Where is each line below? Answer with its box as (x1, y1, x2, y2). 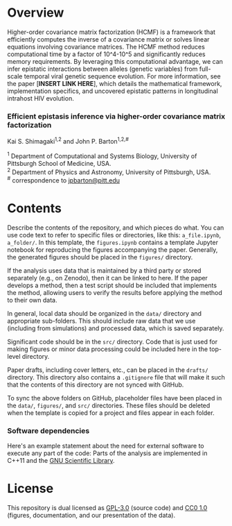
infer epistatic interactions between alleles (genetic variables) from (7, 65, 198, 73)
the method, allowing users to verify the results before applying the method (7, 288, 223, 296)
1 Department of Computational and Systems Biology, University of (7, 151, 197, 160)
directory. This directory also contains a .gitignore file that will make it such (7, 373, 225, 381)
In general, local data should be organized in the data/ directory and (7, 309, 202, 317)
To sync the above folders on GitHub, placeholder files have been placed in (7, 393, 222, 402)
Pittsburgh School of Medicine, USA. (7, 159, 111, 167)
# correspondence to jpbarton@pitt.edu (7, 175, 120, 185)
